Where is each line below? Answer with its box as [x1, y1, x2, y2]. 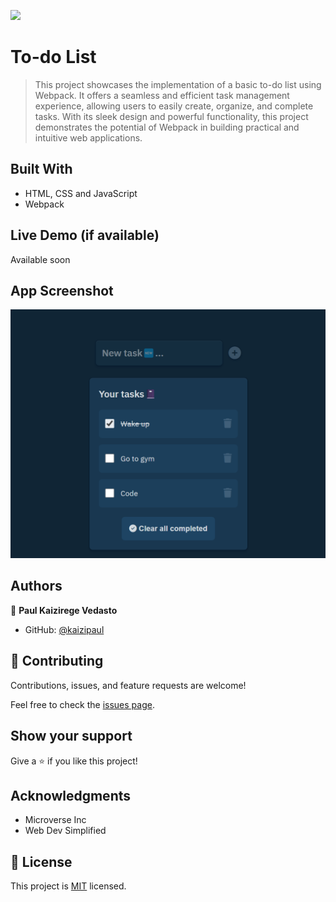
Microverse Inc [24, 814, 87, 826]
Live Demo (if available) [10, 227, 160, 244]
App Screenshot [10, 282, 114, 299]
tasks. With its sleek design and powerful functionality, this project [34, 110, 309, 122]
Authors [10, 578, 63, 595]
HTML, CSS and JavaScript [24, 187, 138, 199]
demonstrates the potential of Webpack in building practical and [34, 121, 300, 133]
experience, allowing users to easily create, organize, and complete [34, 100, 314, 112]
